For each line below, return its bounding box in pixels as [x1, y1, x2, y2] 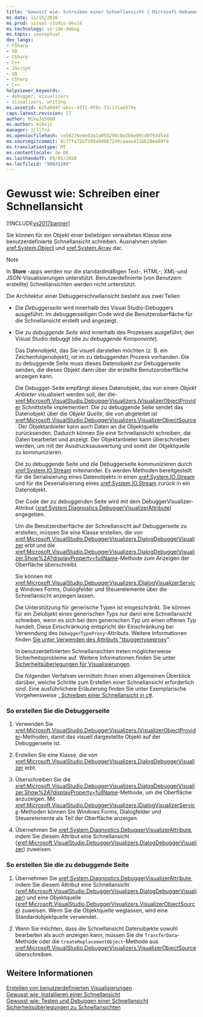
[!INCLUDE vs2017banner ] [6, 220, 71, 227]
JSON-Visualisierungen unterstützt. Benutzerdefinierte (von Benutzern [6, 274, 182, 281]
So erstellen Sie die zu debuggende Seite [6, 861, 129, 869]
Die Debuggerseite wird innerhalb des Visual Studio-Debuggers [14, 304, 173, 312]
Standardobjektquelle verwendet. [14, 913, 98, 920]
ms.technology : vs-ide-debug [6, 25, 80, 32]
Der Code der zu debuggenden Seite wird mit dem [14, 498, 141, 505]
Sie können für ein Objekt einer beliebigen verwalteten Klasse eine [6, 231, 172, 239]
